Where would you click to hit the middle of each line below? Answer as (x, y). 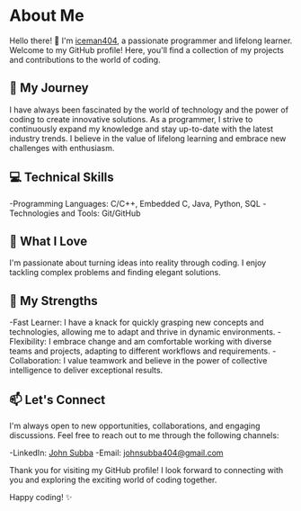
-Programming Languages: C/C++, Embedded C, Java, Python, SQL (135, 203)
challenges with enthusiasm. (62, 148)
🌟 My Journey (49, 88)
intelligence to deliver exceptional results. (86, 371)
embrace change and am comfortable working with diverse (162, 342)
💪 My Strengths (54, 301)
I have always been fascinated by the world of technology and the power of (149, 110)
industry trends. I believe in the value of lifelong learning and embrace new (148, 138)
